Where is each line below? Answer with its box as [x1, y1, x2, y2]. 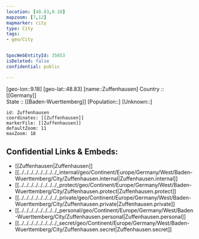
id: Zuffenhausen [6, 109, 50, 115]
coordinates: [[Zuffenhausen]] [6, 115, 84, 121]
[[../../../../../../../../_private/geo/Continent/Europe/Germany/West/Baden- [14, 194, 191, 201]
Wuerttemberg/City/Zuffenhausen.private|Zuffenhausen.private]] [14, 201, 175, 208]
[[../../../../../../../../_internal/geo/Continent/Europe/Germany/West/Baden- [14, 168, 193, 176]
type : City [6, 25, 33, 32]
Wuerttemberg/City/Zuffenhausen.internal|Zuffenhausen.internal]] [14, 175, 178, 182]
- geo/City [6, 36, 33, 42]
